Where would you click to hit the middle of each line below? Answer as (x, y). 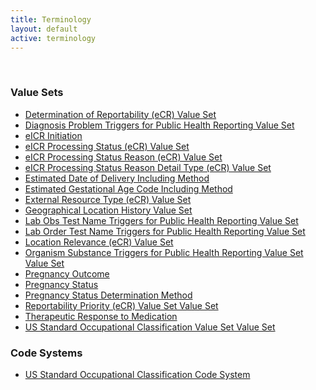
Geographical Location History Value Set (108, 210)
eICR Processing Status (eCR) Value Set (107, 146)
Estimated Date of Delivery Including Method (117, 178)
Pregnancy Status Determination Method (108, 295)
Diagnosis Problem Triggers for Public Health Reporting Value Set (159, 125)
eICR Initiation (53, 135)
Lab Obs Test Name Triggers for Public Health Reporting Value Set (161, 220)
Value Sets (37, 93)
